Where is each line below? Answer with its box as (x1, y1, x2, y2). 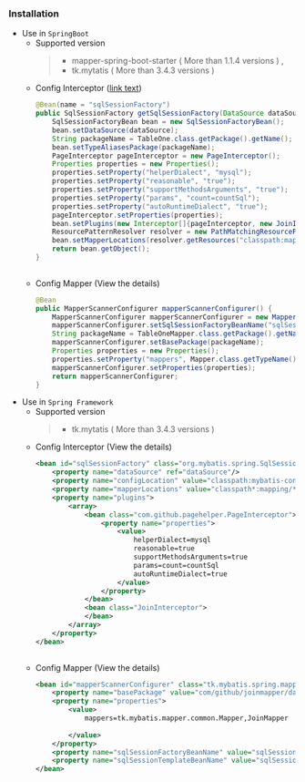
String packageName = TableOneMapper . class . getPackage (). (52, 329, 277, 339)
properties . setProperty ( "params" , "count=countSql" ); (52, 193, 260, 202)
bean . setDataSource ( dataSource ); (52, 126, 179, 135)
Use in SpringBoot (21, 28, 89, 39)
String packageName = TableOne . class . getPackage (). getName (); (52, 134, 293, 143)
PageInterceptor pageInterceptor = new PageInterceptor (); (52, 151, 281, 160)
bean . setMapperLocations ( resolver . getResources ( (52, 236, 240, 245)
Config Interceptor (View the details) (35, 441, 172, 453)
